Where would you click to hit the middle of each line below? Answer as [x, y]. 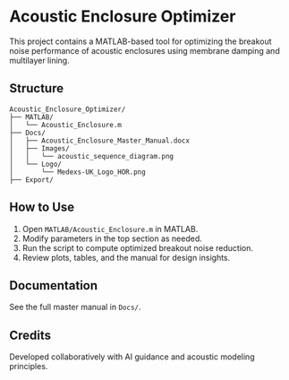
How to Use [42, 207]
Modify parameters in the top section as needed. [112, 238]
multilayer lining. [39, 60]
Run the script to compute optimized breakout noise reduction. [137, 247]
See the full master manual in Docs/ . [75, 307]
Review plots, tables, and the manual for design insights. [126, 257]
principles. [29, 367]
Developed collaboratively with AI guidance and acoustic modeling [132, 357]
